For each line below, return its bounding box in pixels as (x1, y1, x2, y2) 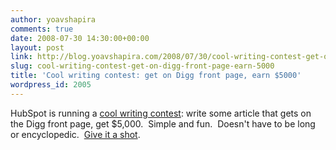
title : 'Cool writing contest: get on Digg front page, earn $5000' (10, 71, 302, 81)
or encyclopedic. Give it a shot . (10, 128, 141, 140)
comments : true (10, 24, 74, 34)
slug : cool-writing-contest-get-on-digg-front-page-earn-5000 (10, 61, 275, 71)
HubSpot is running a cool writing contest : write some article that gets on (10, 107, 312, 119)
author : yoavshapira (10, 14, 97, 25)
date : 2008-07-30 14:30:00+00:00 (10, 33, 150, 43)
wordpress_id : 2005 (10, 80, 92, 90)
